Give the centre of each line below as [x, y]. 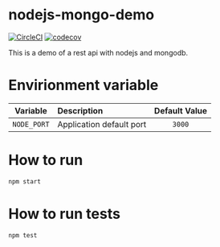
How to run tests [64, 214]
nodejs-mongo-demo [81, 15]
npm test [23, 235]
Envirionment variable [84, 85]
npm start [25, 181]
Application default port [102, 124]
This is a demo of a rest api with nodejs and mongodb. [98, 52]
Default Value [180, 110]
